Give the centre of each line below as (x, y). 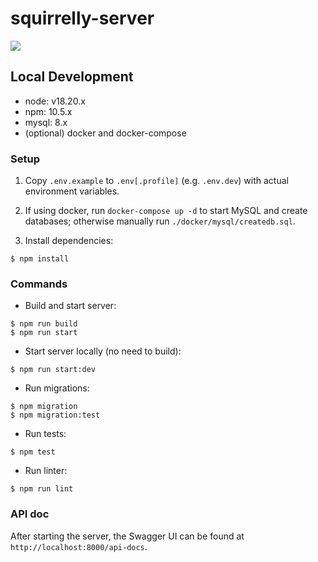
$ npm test (33, 452)
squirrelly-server (82, 18)
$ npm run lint (42, 489)
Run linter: (46, 471)
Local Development (72, 77)
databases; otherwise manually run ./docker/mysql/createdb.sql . (160, 221)
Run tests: (45, 434)
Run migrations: (57, 388)
